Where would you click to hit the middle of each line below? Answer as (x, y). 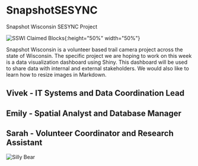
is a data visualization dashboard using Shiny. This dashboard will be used (97, 62)
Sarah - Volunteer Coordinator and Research (90, 134)
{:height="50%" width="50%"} (102, 38)
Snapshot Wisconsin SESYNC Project (52, 27)
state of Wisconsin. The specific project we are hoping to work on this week (99, 56)
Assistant (24, 143)
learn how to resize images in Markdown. (56, 74)
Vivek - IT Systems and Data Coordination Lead (95, 93)
